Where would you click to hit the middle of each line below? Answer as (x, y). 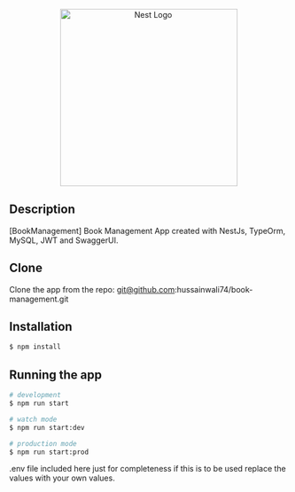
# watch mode (33, 419)
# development (35, 395)
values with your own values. (62, 478)
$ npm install (35, 347)
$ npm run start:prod (49, 452)
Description (42, 210)
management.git (39, 299)
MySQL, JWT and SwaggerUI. (64, 240)
